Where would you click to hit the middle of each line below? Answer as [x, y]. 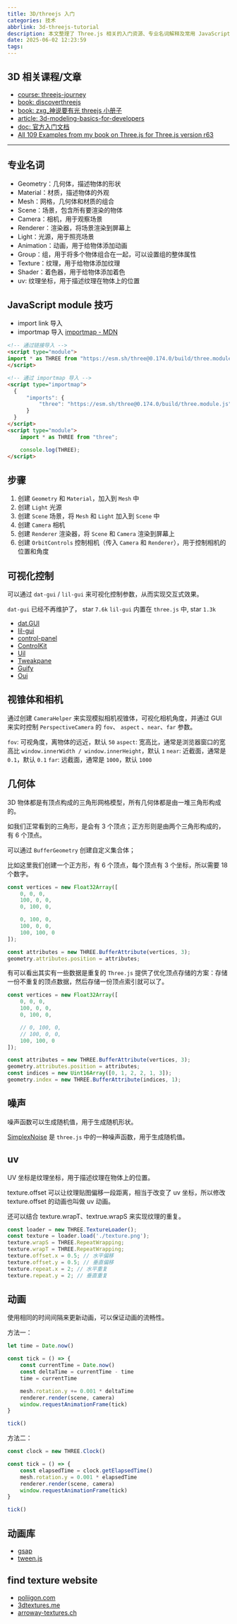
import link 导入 [40, 323]
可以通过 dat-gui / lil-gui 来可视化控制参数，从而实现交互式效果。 [105, 595]
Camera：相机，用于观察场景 [60, 219]
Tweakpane [35, 661]
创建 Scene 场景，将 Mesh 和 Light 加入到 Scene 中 [89, 516]
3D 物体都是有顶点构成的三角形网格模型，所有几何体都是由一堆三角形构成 [114, 802]
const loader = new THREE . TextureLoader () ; [72, 1229]
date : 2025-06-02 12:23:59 [47, 40]
